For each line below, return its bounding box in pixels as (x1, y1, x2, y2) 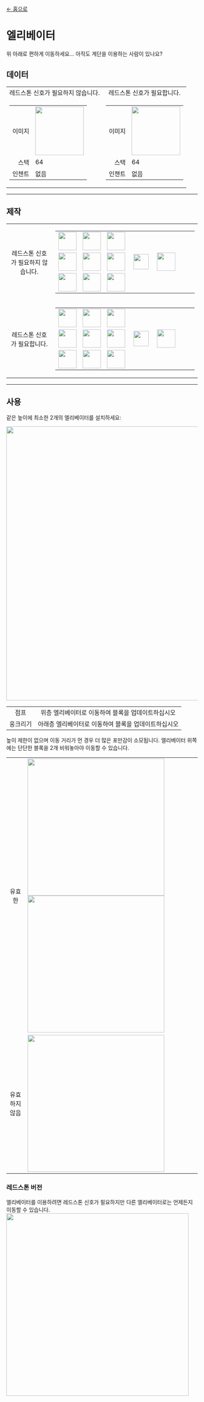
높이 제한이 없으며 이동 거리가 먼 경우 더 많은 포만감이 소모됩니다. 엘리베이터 (6, 737, 186, 744)
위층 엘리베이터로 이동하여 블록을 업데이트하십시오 (40, 709, 176, 717)
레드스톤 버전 (6, 1183, 42, 1192)
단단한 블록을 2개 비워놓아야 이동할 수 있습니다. (17, 745, 129, 752)
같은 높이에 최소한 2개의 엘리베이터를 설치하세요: (6, 414, 121, 421)
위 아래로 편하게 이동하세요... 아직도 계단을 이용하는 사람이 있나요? (6, 50, 163, 57)
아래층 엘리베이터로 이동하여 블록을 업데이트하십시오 (37, 720, 179, 729)
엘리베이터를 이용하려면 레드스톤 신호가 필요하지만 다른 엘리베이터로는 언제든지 (6, 1198, 193, 1205)
